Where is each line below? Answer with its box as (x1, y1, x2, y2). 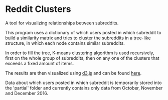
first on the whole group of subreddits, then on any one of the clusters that (5, 55, 159, 61)
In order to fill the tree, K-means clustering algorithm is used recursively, (5, 50, 154, 56)
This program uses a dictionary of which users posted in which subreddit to (5, 29, 161, 35)
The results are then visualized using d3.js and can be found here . (5, 70, 142, 76)
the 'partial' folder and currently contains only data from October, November (5, 85, 163, 91)
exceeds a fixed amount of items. (5, 60, 74, 66)
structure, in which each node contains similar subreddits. (5, 40, 125, 46)
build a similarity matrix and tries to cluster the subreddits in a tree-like (5, 35, 151, 41)
